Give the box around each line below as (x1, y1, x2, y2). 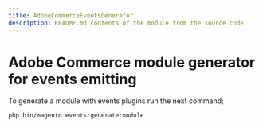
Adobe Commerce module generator (8, 53, 256, 71)
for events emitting (8, 70, 137, 88)
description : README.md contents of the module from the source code (8, 19, 245, 27)
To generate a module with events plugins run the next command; (8, 96, 225, 106)
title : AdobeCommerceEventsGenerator (8, 11, 134, 20)
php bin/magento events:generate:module (8, 112, 145, 120)
